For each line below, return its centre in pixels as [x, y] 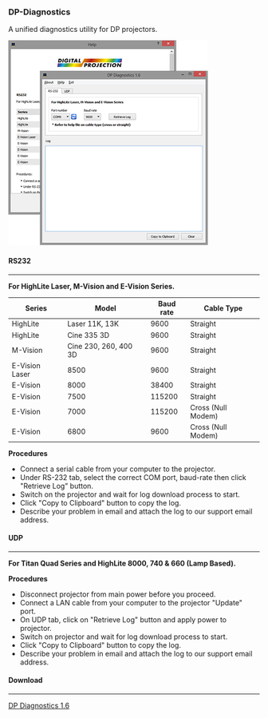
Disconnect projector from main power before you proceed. [118, 594]
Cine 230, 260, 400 [100, 346]
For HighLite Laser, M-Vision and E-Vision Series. [92, 286]
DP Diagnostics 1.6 [39, 705]
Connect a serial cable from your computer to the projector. [118, 469]
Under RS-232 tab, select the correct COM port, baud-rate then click [133, 477]
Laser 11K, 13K [93, 324]
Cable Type [223, 308]
